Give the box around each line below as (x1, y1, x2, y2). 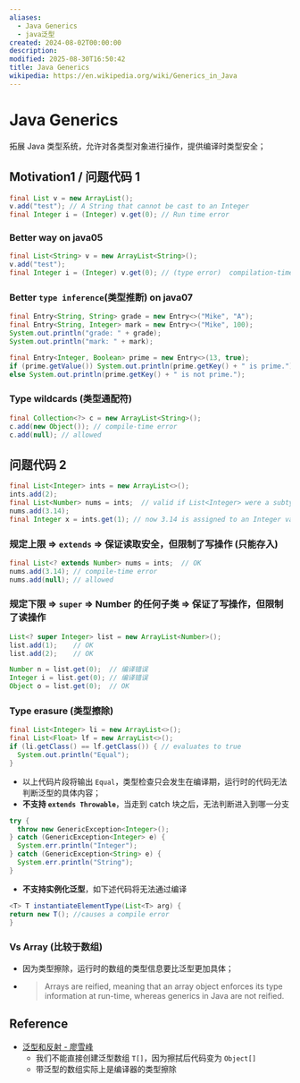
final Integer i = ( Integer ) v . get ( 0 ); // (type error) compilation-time (9, 269, 294, 277)
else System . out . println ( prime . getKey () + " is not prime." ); (9, 370, 246, 379)
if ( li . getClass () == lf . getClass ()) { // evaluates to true (9, 742, 242, 752)
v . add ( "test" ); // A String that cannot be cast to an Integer (9, 202, 250, 211)
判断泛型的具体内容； (21, 787, 101, 797)
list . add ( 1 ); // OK (9, 641, 94, 650)
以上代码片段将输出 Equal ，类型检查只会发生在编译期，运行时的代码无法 (21, 776, 287, 787)
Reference (9, 1017, 69, 1032)
